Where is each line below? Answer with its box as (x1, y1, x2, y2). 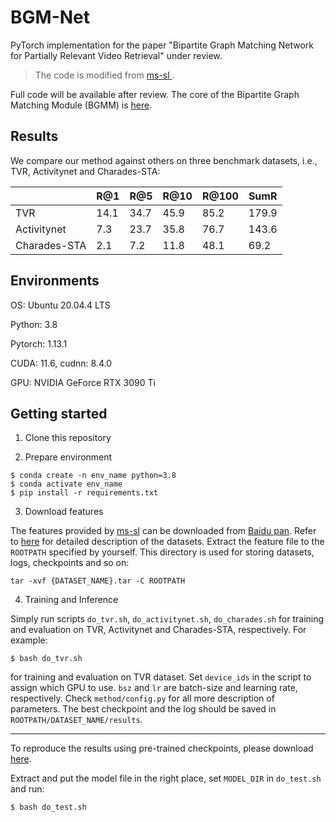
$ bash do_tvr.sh (10, 654, 83, 664)
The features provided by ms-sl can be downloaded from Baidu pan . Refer (10, 525, 317, 537)
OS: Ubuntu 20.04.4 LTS (10, 299, 111, 311)
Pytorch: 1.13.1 (10, 337, 68, 350)
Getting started (10, 405, 108, 422)
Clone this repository (24, 432, 112, 444)
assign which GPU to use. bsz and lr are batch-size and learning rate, (10, 682, 298, 694)
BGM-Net (10, 6, 90, 29)
